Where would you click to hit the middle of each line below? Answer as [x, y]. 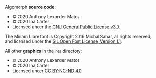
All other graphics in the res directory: [44, 51]
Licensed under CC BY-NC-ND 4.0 [47, 71]
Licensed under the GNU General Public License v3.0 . [66, 27]
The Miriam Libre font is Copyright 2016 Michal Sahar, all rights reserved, [78, 36]
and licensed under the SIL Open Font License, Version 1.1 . [64, 41]
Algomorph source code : [30, 7]
